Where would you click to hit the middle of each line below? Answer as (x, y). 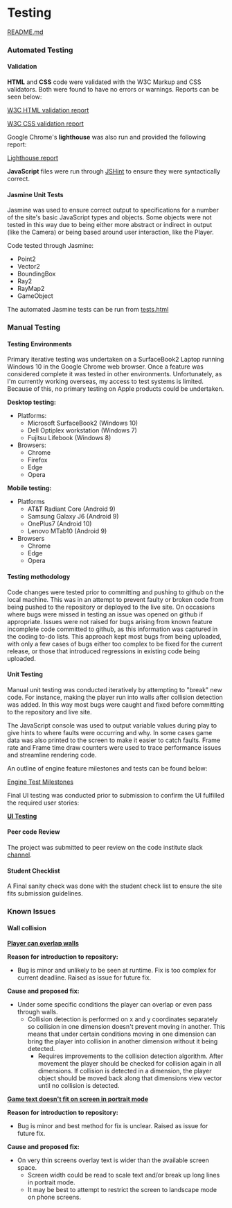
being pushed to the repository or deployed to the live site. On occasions (111, 607)
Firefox (37, 460)
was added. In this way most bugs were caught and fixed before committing (116, 704)
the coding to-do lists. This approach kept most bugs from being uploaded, (114, 636)
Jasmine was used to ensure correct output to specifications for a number (113, 210)
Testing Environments (39, 344)
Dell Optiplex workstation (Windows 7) (82, 430)
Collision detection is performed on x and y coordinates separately (123, 1019)
